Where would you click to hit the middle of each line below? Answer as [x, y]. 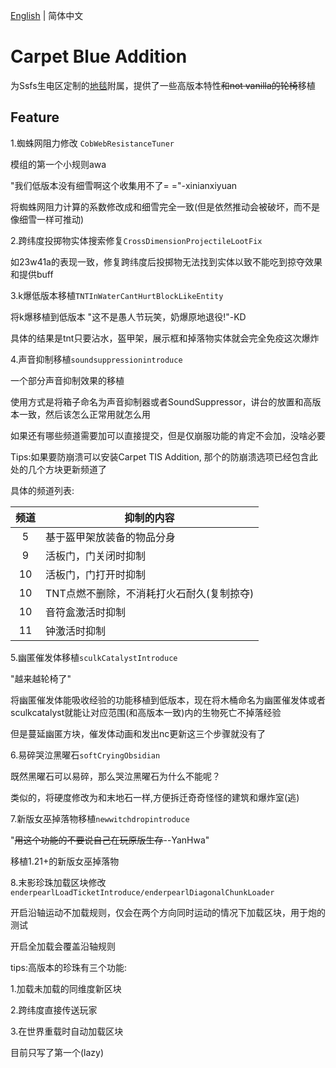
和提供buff [32, 274]
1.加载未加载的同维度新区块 [66, 988]
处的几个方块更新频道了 [58, 469]
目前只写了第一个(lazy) [57, 1052]
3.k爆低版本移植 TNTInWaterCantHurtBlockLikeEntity [117, 295]
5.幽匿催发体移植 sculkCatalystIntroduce [94, 657]
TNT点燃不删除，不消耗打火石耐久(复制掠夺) [150, 593]
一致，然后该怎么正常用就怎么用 [84, 414]
